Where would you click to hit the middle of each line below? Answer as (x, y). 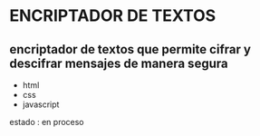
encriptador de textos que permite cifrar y (130, 49)
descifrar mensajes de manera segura (119, 63)
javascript (41, 104)
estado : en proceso (47, 122)
